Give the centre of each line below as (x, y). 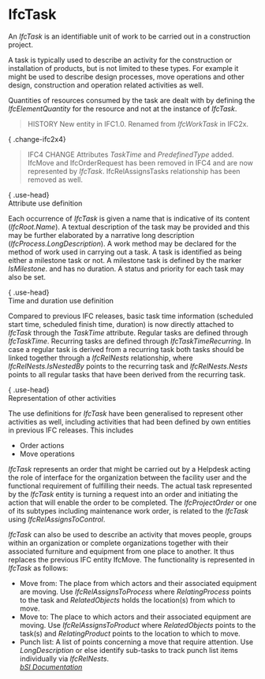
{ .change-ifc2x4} (37, 139)
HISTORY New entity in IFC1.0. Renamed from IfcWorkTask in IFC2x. (138, 124)
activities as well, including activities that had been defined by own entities (129, 421)
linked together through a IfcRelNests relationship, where (101, 358)
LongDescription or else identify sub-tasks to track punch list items (129, 650)
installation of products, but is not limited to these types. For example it (123, 68)
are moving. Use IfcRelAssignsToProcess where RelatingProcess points (135, 592)
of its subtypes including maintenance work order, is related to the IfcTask (129, 510)
